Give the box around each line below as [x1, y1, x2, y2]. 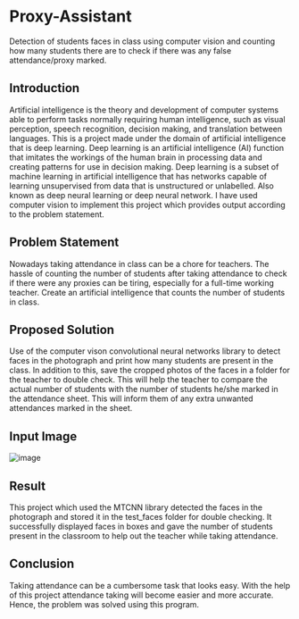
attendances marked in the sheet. [9, 403, 133, 414]
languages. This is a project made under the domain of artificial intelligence [9, 132, 287, 144]
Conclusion [9, 556, 75, 572]
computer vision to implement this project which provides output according [9, 199, 286, 210]
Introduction [9, 80, 80, 96]
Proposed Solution [9, 322, 114, 337]
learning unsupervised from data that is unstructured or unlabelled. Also [9, 180, 275, 191]
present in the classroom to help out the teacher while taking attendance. [9, 531, 278, 541]
